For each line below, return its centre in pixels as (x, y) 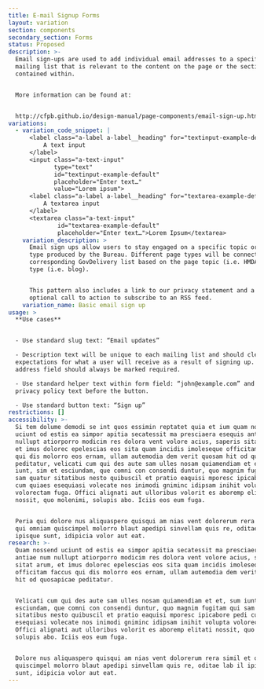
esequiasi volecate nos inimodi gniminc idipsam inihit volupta (123, 623)
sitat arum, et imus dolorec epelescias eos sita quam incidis (121, 565)
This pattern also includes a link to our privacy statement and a (142, 290)
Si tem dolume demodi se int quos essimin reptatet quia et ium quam (131, 427)
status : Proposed (37, 45)
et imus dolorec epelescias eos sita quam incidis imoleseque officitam (137, 449)
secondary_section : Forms (50, 37)
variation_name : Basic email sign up (84, 305)
